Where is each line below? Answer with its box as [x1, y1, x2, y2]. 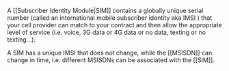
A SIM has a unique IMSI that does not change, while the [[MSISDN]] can [7, 48, 213, 57]
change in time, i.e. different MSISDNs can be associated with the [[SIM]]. [7, 56, 215, 64]
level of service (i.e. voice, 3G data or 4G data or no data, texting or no [7, 28, 206, 36]
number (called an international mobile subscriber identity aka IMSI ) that [7, 14, 213, 22]
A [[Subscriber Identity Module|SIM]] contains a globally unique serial [7, 7, 204, 14]
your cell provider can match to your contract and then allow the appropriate [7, 21, 222, 29]
